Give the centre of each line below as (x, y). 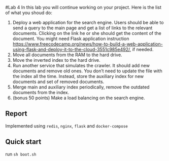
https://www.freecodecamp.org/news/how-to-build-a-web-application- (88, 44)
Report (16, 114)
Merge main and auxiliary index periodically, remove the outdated (81, 87)
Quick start (23, 142)
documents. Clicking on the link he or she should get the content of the (87, 33)
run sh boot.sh (21, 154)
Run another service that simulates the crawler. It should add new (81, 66)
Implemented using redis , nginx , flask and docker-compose (67, 126)
